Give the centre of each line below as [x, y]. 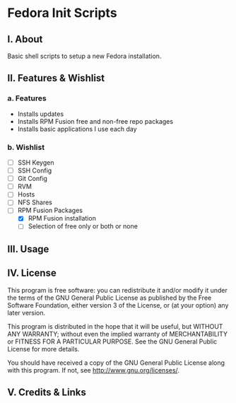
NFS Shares [35, 202]
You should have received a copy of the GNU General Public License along [116, 363]
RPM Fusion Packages [50, 211]
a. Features [27, 98]
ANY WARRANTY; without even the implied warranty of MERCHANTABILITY [118, 334]
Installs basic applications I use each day [77, 129]
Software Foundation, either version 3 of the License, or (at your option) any [118, 305]
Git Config [33, 179]
